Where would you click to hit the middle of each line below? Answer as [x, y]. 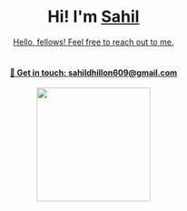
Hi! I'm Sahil [93, 17]
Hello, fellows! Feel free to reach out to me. [93, 42]
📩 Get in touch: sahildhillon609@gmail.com [93, 72]
